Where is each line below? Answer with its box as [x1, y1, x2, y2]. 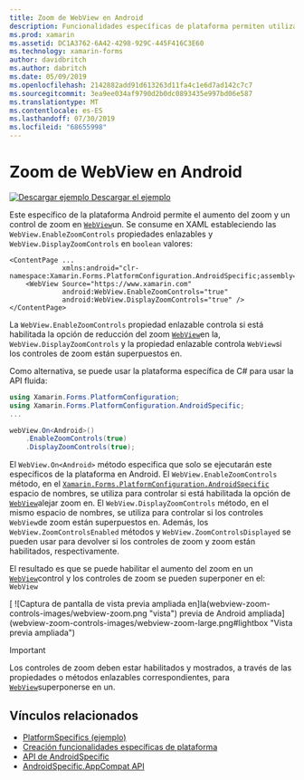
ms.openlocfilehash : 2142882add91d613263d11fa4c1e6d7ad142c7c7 [9, 81, 253, 90]
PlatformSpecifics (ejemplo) [22, 732, 127, 743]
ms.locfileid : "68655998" [9, 123, 107, 132]
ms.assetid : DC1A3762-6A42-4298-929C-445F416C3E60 [9, 38, 204, 48]
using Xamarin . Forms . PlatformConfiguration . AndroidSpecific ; [9, 400, 245, 410]
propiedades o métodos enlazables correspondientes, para [9, 672, 231, 683]
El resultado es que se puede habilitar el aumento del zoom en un [9, 563, 253, 574]
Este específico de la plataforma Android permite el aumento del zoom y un [9, 209, 291, 220]
